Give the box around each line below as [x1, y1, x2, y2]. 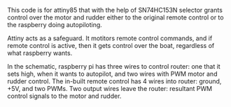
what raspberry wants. [7, 49, 73, 57]
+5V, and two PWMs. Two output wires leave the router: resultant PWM [7, 85, 212, 92]
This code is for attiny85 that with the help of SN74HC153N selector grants [7, 6, 223, 14]
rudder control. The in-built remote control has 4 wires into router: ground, [7, 77, 222, 85]
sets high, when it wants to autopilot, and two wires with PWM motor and [7, 69, 218, 78]
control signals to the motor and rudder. [7, 92, 122, 100]
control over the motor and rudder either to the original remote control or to [7, 13, 224, 22]
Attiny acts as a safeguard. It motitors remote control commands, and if [7, 34, 213, 42]
